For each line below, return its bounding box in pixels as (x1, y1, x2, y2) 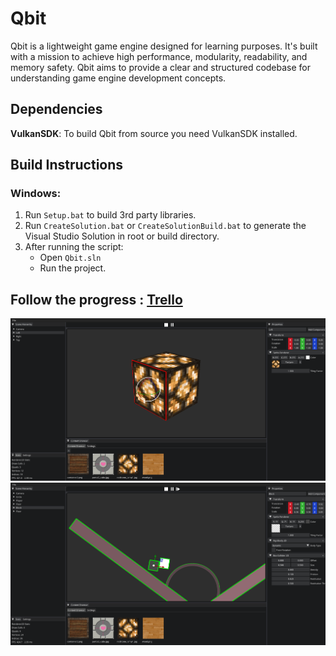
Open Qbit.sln (39, 252, 102, 264)
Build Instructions (10, 157, 124, 174)
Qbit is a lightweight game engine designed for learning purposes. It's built (10, 40, 318, 52)
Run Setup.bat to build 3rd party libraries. (24, 209, 197, 221)
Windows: (10, 187, 62, 201)
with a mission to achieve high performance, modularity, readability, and (10, 50, 308, 62)
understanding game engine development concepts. (10, 72, 227, 84)
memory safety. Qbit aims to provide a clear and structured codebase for (10, 61, 312, 73)
